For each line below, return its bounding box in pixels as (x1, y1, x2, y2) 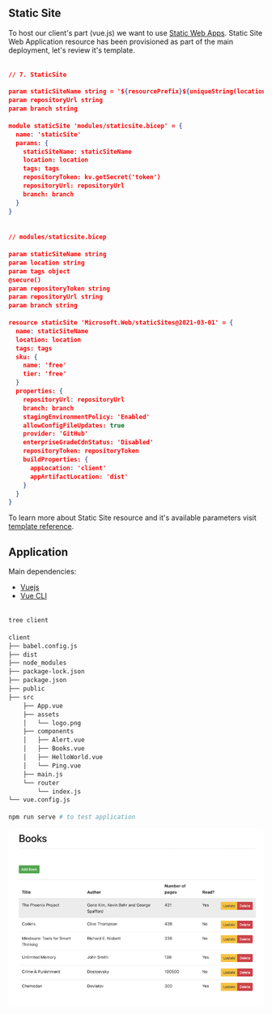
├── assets (23, 710, 60, 719)
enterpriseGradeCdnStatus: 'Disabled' (23, 438, 154, 447)
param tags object (8, 267, 70, 275)
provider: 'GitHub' (23, 430, 89, 438)
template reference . (8, 522, 74, 531)
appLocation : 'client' (29, 464, 107, 472)
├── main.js (23, 770, 63, 778)
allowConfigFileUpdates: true (23, 421, 125, 429)
